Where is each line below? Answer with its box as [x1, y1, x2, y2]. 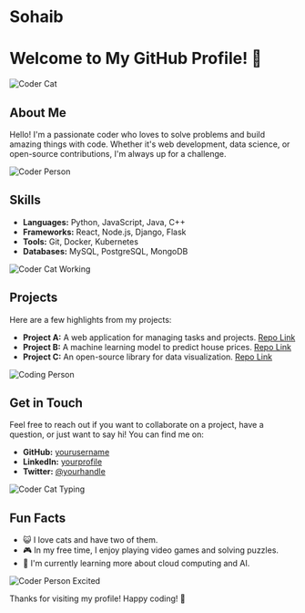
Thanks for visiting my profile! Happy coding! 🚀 [9, 593, 186, 604]
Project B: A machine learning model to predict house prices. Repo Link [22, 341, 291, 352]
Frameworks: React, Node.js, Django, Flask [22, 226, 187, 237]
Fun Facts [9, 510, 66, 525]
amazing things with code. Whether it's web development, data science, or [9, 139, 290, 150]
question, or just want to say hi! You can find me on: [9, 429, 205, 440]
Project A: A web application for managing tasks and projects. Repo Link [22, 331, 296, 343]
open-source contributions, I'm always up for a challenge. [9, 148, 227, 159]
